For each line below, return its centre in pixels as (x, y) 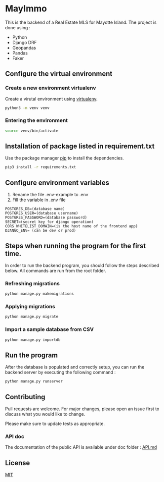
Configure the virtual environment (59, 74)
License (18, 463)
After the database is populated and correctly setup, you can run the (75, 367)
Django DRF (24, 42)
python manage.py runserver (34, 381)
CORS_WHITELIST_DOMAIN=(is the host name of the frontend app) (72, 226)
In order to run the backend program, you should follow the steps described (82, 265)
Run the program (32, 355)
